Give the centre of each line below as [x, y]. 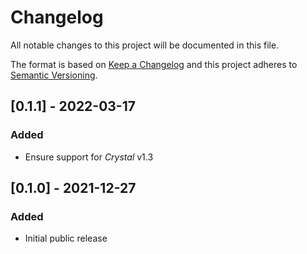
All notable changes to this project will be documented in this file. [145, 45]
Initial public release [66, 238]
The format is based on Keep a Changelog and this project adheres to [154, 64]
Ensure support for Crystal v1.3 [89, 157]
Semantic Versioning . [54, 75]
